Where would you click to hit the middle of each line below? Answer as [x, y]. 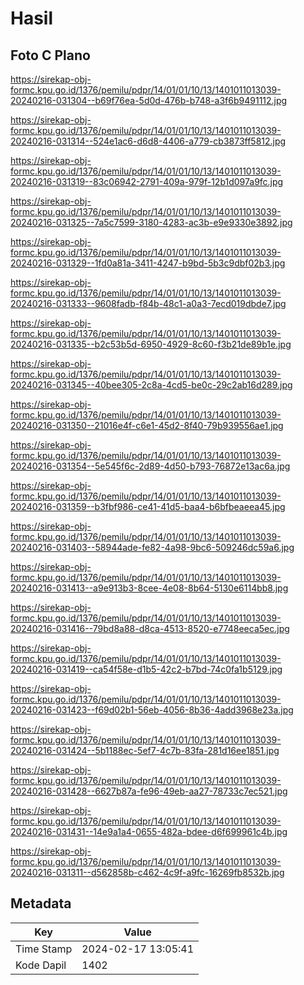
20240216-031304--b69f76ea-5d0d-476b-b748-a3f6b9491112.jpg [149, 100]
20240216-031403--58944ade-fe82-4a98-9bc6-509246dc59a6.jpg [152, 547]
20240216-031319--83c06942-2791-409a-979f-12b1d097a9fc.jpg [147, 181]
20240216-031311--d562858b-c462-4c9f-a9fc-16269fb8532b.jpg [147, 872]
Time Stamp [44, 949]
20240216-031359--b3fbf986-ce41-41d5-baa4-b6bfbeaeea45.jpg [148, 506]
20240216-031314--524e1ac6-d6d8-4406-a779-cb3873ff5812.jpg [148, 141]
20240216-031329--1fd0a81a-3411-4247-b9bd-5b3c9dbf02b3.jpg [148, 263]
